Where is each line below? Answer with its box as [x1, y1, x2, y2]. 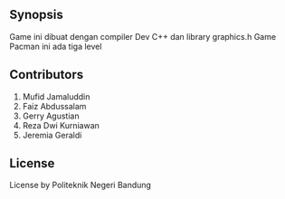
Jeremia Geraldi [22, 129, 82, 140]
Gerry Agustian [22, 110, 80, 121]
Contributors [9, 67, 84, 82]
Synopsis [9, 7, 63, 23]
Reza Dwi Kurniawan [22, 119, 100, 130]
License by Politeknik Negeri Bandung [9, 180, 152, 191]
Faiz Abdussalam [22, 100, 87, 111]
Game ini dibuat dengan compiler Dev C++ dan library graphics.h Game [9, 31, 277, 42]
